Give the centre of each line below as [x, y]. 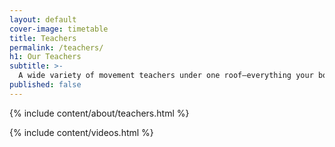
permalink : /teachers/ [56, 47]
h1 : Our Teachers [45, 57]
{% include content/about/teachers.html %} [99, 113]
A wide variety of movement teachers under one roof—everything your [166, 76]
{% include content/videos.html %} [81, 132]
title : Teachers [43, 38]
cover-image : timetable [59, 29]
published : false [45, 85]
